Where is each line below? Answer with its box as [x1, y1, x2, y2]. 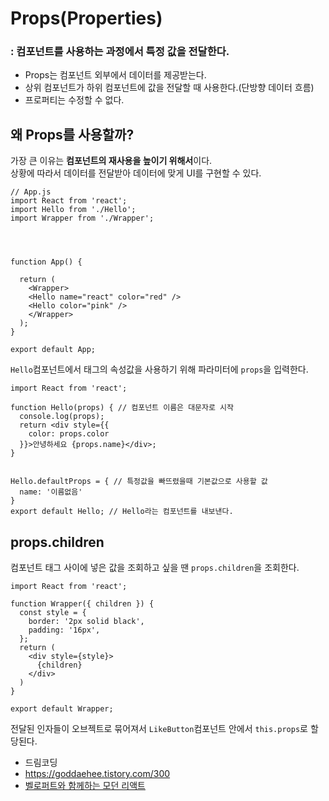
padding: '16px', [28, 625, 101, 636]
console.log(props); [19, 412, 105, 422]
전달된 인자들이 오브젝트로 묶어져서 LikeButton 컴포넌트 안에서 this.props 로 [10, 723, 308, 735]
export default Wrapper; [10, 704, 114, 714]
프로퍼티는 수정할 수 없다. [24, 94, 125, 106]
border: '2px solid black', [28, 617, 145, 627]
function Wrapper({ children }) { [10, 599, 155, 609]
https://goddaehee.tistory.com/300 [24, 768, 171, 780]
